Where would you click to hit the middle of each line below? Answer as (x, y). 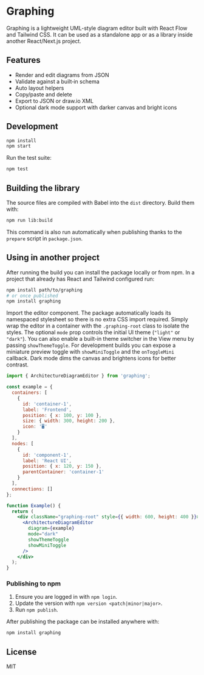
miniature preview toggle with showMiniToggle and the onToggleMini (90, 352)
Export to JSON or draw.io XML (54, 101)
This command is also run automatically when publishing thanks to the (94, 232)
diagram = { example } (51, 529)
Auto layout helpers (39, 88)
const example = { (29, 387)
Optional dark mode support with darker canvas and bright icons (96, 107)
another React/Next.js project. (44, 41)
